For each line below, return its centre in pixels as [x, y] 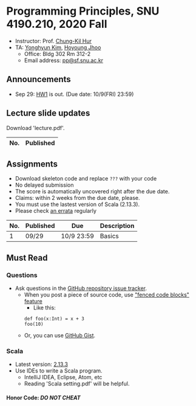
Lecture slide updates [48, 113]
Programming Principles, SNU [83, 11]
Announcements [39, 79]
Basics [110, 236]
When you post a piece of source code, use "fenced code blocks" [107, 295]
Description [117, 226]
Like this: [44, 308]
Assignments [32, 164]
